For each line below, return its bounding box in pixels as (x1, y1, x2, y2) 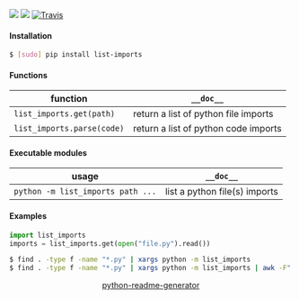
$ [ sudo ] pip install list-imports (9, 50, 143, 59)
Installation (9, 30, 52, 41)
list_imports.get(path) (13, 109, 116, 119)
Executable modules (9, 147, 88, 158)
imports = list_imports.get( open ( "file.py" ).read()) (9, 239, 211, 248)
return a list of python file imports (133, 108, 274, 121)
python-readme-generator (101, 280, 200, 291)
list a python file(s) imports (164, 186, 278, 198)
